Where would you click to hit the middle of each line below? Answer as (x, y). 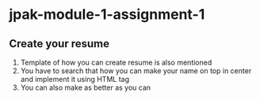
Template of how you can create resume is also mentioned (116, 62)
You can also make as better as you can (86, 87)
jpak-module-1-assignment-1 (107, 15)
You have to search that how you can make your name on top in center (136, 71)
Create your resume (59, 44)
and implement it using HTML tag (75, 79)
